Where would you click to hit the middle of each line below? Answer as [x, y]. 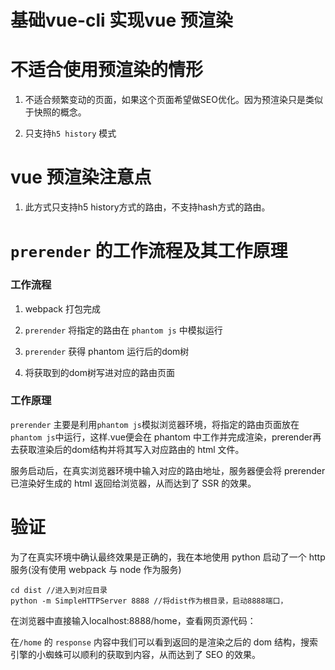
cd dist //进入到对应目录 [59, 590]
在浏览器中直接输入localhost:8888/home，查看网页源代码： [133, 620]
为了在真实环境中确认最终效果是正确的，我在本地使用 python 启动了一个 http [168, 557]
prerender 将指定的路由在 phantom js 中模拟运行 [123, 330]
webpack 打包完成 [62, 308]
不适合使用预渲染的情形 [107, 70]
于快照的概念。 [55, 112]
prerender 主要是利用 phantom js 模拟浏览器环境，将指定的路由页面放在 [155, 424]
